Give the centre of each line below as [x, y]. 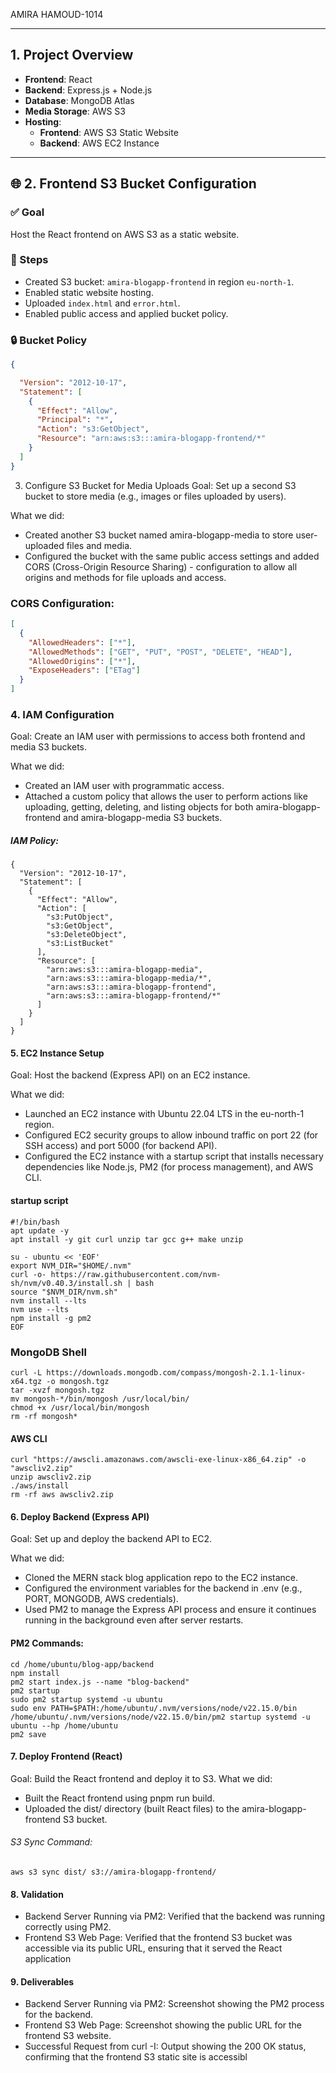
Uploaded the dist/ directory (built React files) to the [132, 1808]
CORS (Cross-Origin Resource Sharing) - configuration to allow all [161, 566]
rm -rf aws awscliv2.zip [62, 1495]
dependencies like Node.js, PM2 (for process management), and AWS [169, 1167]
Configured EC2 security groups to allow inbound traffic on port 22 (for [171, 1135]
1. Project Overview [72, 55]
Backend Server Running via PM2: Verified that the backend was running [175, 1916]
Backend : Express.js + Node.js [88, 90]
